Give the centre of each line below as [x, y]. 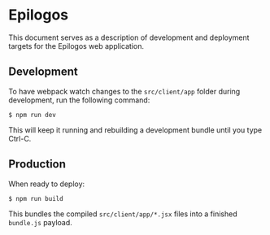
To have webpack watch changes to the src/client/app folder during [124, 91]
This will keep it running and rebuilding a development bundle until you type [135, 130]
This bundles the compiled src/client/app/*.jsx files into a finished [123, 214]
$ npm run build [36, 198]
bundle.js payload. [41, 222]
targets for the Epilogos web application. [76, 46]
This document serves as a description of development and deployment [129, 37]
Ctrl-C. [20, 138]
